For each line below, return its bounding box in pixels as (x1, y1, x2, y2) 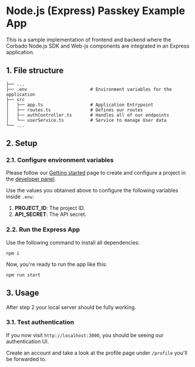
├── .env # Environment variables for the (6, 86, 172, 92)
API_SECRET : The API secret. (14, 211, 87, 218)
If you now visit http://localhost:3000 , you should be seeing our (6, 331, 164, 339)
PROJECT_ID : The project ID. (14, 205, 85, 212)
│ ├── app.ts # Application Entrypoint (6, 102, 154, 108)
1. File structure (6, 66, 64, 76)
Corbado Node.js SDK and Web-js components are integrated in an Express (6, 42, 190, 49)
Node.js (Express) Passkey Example (6, 4, 186, 18)
